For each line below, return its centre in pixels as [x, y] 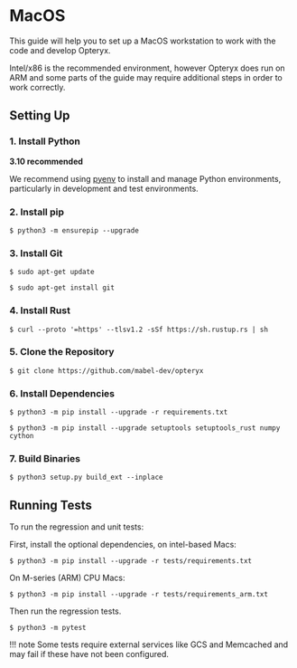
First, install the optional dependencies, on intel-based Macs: [123, 545]
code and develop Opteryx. [60, 50]
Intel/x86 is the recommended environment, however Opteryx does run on [148, 68]
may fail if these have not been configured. [89, 654]
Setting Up [40, 115]
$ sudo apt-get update [52, 272]
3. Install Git [36, 253]
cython [22, 436]
